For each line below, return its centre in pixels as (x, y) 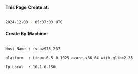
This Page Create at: (27, 7)
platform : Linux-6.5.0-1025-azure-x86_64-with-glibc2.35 (69, 58)
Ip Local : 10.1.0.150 (31, 67)
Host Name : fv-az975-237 (33, 49)
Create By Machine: (27, 33)
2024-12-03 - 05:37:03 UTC (34, 22)
